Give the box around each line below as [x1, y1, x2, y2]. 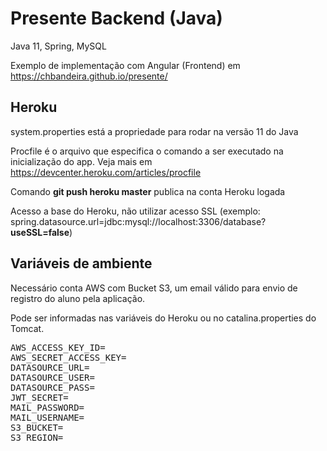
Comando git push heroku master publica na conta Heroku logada [10, 185, 286, 197]
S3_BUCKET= [10, 422, 64, 433]
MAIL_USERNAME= [10, 412, 85, 423]
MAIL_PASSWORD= [10, 402, 85, 413]
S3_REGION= [10, 432, 64, 443]
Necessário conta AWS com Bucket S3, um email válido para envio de [10, 282, 298, 294]
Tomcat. [10, 322, 45, 334]
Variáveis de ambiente [10, 255, 153, 272]
